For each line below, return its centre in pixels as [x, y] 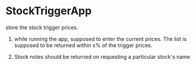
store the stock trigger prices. [42, 27]
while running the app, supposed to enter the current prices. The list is [100, 39]
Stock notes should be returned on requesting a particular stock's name [102, 56]
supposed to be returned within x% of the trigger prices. [83, 45]
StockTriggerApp [49, 11]
